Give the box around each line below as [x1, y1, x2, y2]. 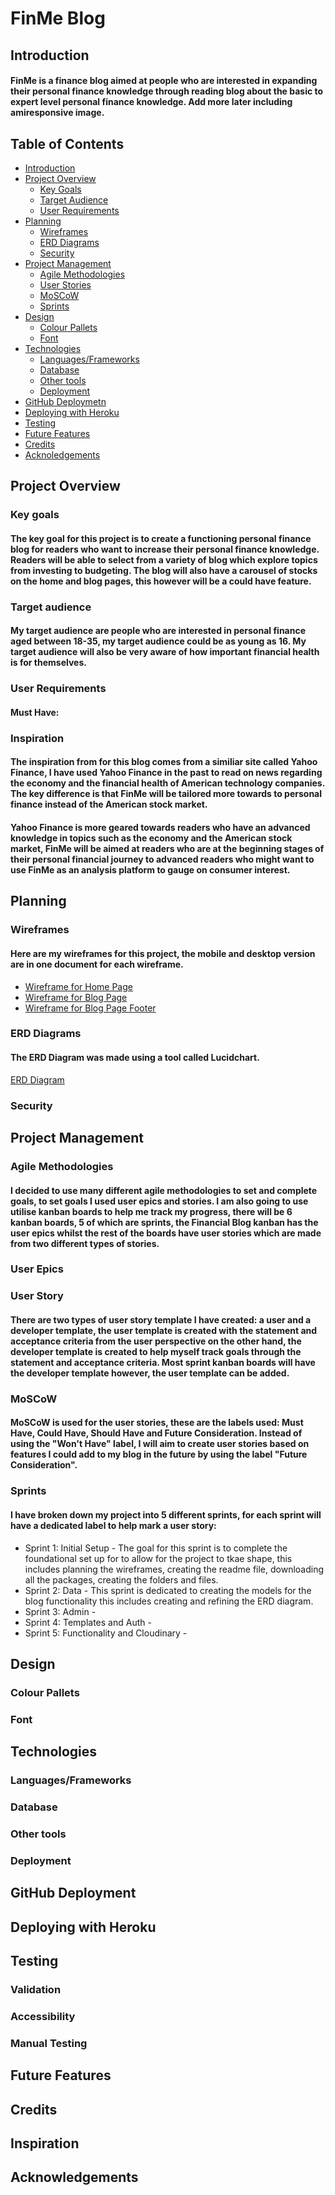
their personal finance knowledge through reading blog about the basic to [10, 85, 324, 97]
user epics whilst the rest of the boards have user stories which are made [10, 1227, 322, 1239]
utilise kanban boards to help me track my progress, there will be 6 [10, 1205, 293, 1217]
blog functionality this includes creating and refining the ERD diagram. [24, 1595, 314, 1607]
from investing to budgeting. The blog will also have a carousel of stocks [10, 564, 318, 576]
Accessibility [10, 2009, 76, 2023]
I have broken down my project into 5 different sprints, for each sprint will [10, 1508, 322, 1521]
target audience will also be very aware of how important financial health [10, 646, 320, 658]
